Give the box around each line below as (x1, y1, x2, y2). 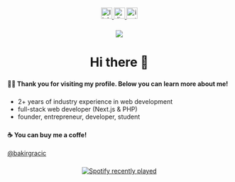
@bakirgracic (7, 149, 47, 158)
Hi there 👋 (89, 54, 149, 70)
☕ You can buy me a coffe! (7, 130, 87, 139)
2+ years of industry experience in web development (17, 97, 173, 106)
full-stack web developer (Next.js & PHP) (17, 105, 138, 113)
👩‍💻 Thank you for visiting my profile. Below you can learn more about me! (7, 79, 229, 88)
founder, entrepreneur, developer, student (17, 112, 141, 121)
